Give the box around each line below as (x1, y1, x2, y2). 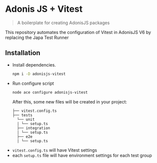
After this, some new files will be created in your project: (12, 98, 127, 104)
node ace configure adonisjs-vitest (12, 90, 88, 95)
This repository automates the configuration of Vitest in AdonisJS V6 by (5, 29, 152, 35)
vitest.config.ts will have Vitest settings (12, 147, 97, 153)
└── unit (17, 117, 35, 122)
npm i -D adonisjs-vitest (12, 71, 66, 76)
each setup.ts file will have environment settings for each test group (12, 152, 152, 158)
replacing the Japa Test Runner (5, 34, 69, 40)
